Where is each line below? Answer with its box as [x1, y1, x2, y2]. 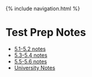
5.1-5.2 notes [14, 45, 46, 52]
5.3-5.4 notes [14, 52, 48, 59]
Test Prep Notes [5, 26, 87, 39]
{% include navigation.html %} [5, 5, 81, 12]
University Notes [14, 64, 56, 71]
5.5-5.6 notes [14, 57, 47, 65]
